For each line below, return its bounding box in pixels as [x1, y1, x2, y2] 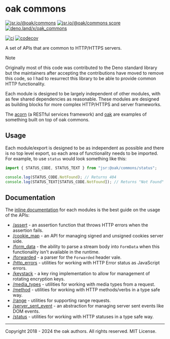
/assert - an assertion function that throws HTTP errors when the [12, 222, 148, 228]
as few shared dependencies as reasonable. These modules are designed [5, 96, 159, 102]
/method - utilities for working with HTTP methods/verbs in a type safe [12, 287, 160, 293]
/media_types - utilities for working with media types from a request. [12, 281, 155, 287]
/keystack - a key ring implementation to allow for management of [12, 270, 150, 277]
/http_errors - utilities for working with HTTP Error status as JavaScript [12, 260, 160, 266]
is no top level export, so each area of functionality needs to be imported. [5, 150, 158, 156]
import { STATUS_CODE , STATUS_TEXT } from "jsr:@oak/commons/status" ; [5, 165, 157, 171]
